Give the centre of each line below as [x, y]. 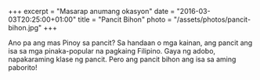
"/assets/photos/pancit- [212, 19]
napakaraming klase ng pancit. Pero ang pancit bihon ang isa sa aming [122, 59]
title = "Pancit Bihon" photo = [125, 19]
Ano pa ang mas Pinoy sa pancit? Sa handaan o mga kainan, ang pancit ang [130, 43]
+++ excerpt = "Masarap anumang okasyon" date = [92, 11]
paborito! [23, 68]
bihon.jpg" [25, 28]
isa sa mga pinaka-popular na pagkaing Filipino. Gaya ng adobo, [112, 51]
